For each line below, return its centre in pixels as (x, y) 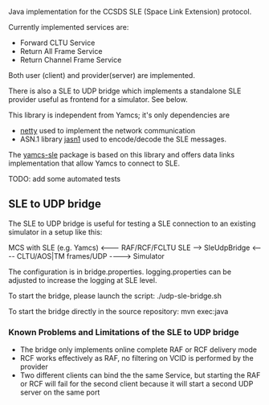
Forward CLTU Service (57, 43)
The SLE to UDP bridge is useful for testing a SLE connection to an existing (132, 223)
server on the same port (60, 392)
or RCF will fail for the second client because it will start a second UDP (137, 384)
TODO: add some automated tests (65, 179)
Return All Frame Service (61, 51)
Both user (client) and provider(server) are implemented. (102, 75)
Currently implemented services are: (69, 27)
